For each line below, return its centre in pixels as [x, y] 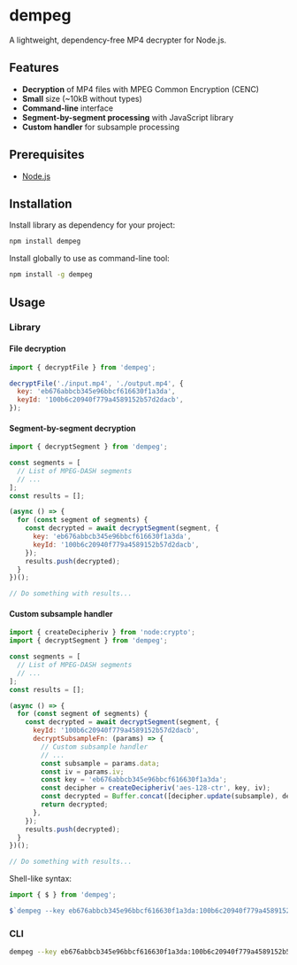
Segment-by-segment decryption [72, 428]
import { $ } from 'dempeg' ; [63, 895]
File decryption [38, 349]
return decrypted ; [75, 805]
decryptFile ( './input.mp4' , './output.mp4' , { [96, 383]
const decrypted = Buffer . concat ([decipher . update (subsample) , [160, 797]
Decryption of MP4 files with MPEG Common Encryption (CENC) [140, 89]
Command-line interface [67, 108]
